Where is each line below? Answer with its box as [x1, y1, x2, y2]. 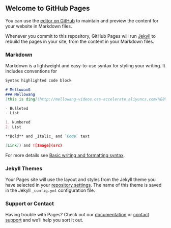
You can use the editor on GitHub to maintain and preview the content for [5, 17, 159, 23]
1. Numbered [5, 120, 31, 125]
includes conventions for [5, 68, 58, 74]
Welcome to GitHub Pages [5, 4, 90, 13]
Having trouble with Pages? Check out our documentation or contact [5, 212, 149, 218]
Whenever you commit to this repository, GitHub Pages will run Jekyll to [5, 33, 156, 39]
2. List [5, 124, 22, 130]
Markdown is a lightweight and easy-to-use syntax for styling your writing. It [5, 63, 165, 69]
